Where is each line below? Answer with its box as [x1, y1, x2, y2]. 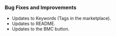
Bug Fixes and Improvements [4, 4, 77, 11]
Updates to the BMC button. [11, 26, 70, 32]
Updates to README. [11, 20, 56, 26]
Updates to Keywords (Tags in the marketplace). [11, 15, 112, 21]
